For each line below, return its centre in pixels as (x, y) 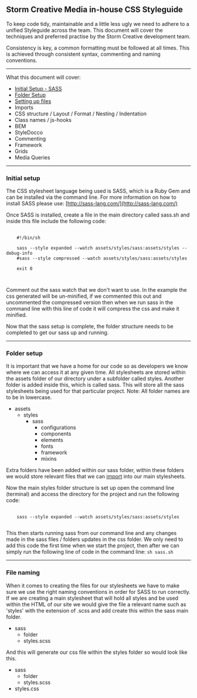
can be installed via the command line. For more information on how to (91, 197)
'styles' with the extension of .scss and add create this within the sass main (97, 610)
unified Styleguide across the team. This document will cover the (84, 30)
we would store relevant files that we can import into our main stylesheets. (96, 477)
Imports (24, 107)
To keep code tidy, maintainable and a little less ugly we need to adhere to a (98, 24)
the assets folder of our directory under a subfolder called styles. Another (95, 378)
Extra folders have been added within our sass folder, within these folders (95, 470)
